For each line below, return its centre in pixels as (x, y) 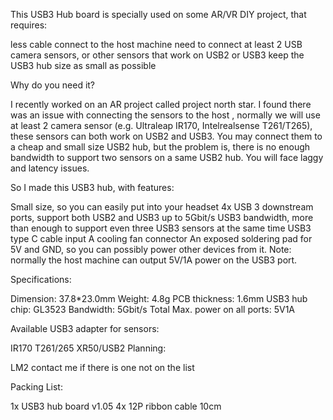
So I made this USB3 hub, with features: (92, 187)
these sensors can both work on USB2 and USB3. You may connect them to (166, 136)
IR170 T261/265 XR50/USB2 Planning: (88, 348)
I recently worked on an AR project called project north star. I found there (161, 104)
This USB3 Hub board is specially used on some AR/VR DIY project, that (158, 14)
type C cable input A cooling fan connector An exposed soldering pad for (161, 238)
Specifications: (41, 279)
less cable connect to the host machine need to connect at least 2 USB (156, 44)
